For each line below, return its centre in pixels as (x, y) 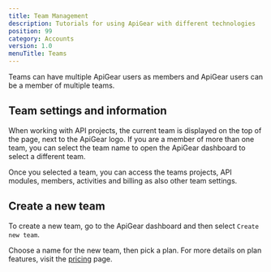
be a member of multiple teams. (62, 85)
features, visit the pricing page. (60, 259)
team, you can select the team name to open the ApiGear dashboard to (127, 148)
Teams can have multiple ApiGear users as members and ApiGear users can (136, 77)
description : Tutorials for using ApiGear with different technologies (132, 24)
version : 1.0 (30, 46)
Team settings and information (88, 111)
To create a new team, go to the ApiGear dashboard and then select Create (134, 226)
